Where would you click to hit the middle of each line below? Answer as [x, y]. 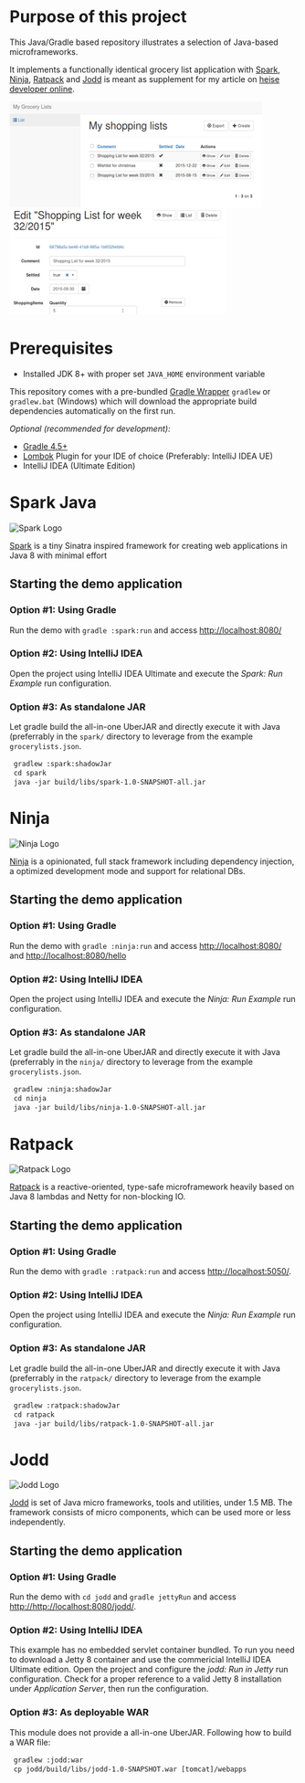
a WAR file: [30, 1742]
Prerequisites [62, 348]
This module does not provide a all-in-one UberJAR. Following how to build [151, 1732]
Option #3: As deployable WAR [79, 1713]
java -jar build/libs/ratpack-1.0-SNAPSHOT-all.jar [114, 1424]
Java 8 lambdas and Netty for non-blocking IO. [98, 1197]
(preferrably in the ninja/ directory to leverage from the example [131, 1062]
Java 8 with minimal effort [58, 555]
